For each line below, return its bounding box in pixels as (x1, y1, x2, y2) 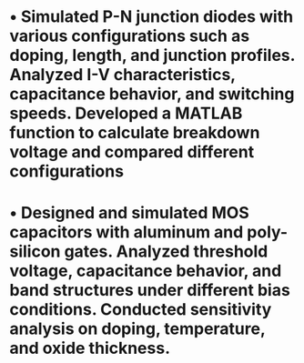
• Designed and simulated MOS (9, 203, 250, 224)
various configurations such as (9, 25, 250, 46)
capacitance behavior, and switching (9, 84, 295, 105)
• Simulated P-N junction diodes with (9, 6, 294, 27)
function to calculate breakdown (9, 123, 260, 143)
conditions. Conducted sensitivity (9, 299, 272, 320)
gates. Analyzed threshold (64, 241, 269, 262)
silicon (9, 241, 61, 262)
